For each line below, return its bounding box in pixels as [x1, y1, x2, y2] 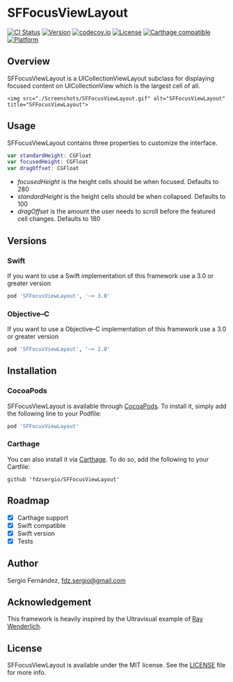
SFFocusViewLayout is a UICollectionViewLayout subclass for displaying [7, 74, 214, 82]
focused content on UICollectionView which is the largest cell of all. [7, 82, 200, 90]
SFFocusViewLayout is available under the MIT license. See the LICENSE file [7, 661, 226, 669]
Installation [7, 365, 57, 377]
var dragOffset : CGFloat [7, 165, 79, 172]
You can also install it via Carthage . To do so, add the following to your [7, 455, 209, 463]
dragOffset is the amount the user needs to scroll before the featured [17, 207, 216, 215]
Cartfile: [7, 462, 30, 471]
